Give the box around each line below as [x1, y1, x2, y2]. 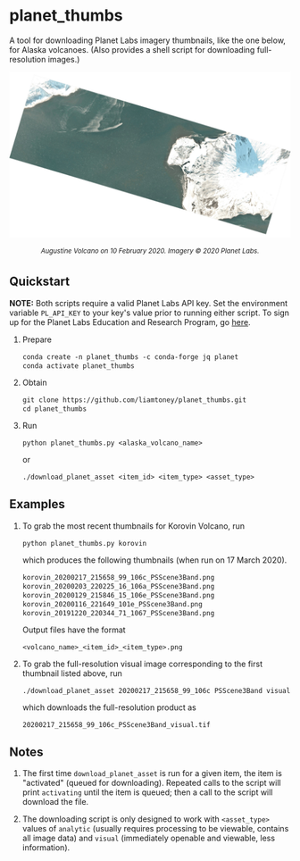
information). [21, 842, 71, 853]
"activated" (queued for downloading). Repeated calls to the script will [21, 778, 281, 789]
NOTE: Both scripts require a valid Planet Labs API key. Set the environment [9, 297, 288, 308]
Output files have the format [21, 624, 127, 635]
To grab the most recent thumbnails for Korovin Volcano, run [21, 520, 246, 531]
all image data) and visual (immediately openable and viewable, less [21, 832, 275, 844]
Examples [9, 497, 65, 512]
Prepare [21, 334, 52, 345]
